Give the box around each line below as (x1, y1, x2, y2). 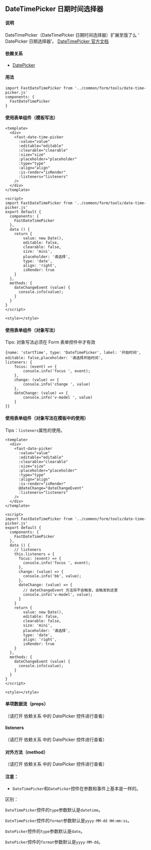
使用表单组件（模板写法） (5, 115, 58, 121)
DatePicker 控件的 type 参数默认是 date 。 (5, 828, 85, 834)
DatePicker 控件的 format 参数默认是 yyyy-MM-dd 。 (5, 839, 103, 845)
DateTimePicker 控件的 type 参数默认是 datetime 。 (5, 807, 103, 813)
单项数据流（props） (5, 701, 48, 707)
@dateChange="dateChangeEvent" (18, 485, 84, 491)
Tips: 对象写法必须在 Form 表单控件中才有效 (5, 339, 96, 345)
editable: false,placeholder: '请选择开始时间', (5, 356, 103, 361)
